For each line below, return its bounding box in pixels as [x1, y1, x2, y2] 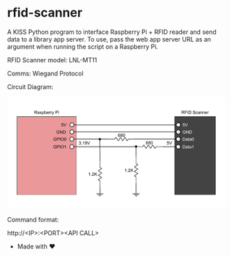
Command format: [7, 216, 59, 224]
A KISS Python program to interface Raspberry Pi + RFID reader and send [7, 28, 216, 36]
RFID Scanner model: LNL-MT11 [7, 55, 98, 64]
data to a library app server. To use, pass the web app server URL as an [7, 35, 212, 43]
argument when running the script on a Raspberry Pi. [7, 42, 158, 51]
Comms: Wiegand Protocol [7, 69, 84, 77]
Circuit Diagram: [7, 82, 54, 91]
